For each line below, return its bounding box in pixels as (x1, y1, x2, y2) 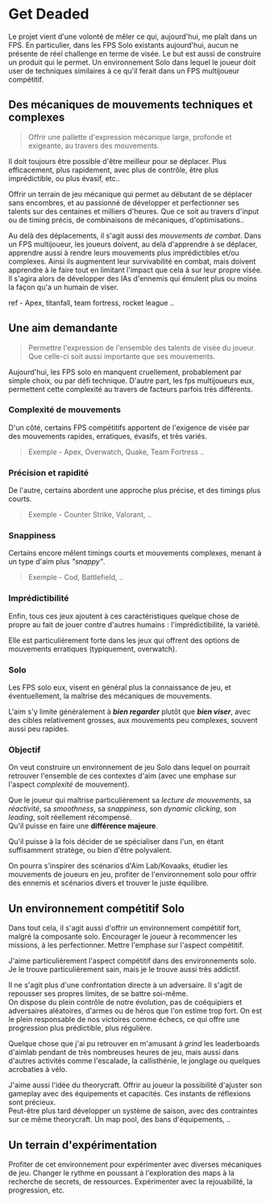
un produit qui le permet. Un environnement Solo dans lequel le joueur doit (8, 57, 256, 67)
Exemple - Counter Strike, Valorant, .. (27, 510, 152, 520)
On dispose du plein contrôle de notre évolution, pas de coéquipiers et (8, 998, 243, 1007)
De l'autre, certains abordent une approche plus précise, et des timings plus (8, 486, 261, 496)
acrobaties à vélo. (8, 1065, 68, 1074)
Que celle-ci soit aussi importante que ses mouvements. (27, 351, 216, 361)
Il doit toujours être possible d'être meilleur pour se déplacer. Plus (8, 156, 227, 166)
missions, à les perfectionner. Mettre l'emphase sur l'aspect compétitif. (8, 940, 244, 950)
